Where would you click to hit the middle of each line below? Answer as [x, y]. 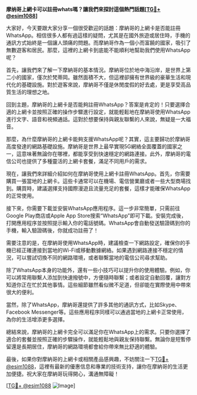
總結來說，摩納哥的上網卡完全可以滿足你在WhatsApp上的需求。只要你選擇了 [98, 332]
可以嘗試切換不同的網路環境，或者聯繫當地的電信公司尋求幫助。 [93, 258]
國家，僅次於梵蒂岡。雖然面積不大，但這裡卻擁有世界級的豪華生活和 [103, 77]
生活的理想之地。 [32, 92]
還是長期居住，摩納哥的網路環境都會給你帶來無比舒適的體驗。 [85, 346]
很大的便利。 [21, 292]
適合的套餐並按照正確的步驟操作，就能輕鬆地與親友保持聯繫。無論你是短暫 [96, 339]
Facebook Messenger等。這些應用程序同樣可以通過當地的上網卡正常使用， [96, 312]
